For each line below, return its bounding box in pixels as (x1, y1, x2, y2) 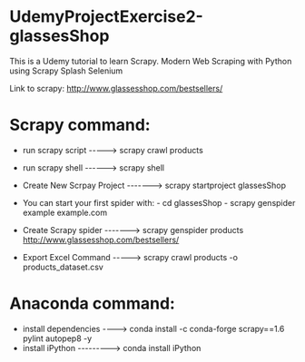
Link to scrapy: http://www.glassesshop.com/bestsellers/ (9, 83, 223, 93)
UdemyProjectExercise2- (9, 6, 204, 27)
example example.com (22, 207, 107, 218)
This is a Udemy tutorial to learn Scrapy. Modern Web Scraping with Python (9, 55, 292, 66)
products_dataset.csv (22, 261, 104, 272)
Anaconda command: (9, 293, 175, 314)
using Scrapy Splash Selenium (9, 65, 123, 76)
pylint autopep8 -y (22, 333, 93, 344)
